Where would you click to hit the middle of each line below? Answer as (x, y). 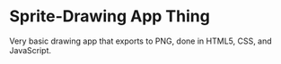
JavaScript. (31, 50)
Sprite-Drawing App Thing (110, 16)
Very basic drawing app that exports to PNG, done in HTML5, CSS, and (140, 41)
